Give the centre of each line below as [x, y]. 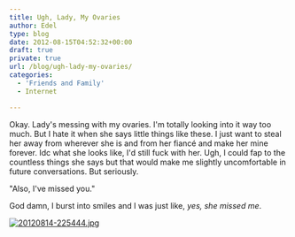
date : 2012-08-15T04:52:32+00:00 [71, 42]
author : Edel [33, 26]
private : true [35, 58]
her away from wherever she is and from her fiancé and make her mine [139, 143]
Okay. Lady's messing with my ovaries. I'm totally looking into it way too [140, 124]
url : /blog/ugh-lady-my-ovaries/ [71, 67]
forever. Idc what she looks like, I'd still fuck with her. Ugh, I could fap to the [147, 152]
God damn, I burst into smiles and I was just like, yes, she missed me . [136, 205]
